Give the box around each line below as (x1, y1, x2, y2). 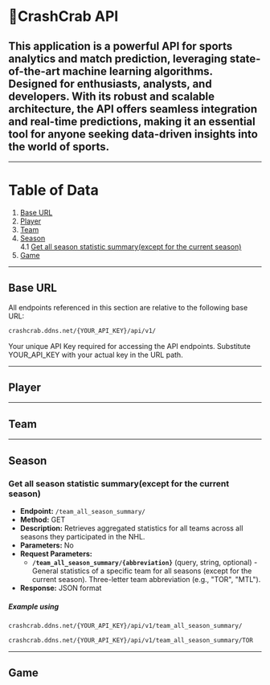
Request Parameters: (19, 548, 92, 558)
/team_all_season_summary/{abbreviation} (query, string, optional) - (31, 557, 258, 567)
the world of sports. (8, 140, 110, 154)
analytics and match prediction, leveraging (8, 51, 227, 65)
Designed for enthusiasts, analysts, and (8, 76, 212, 91)
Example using (8, 601, 59, 611)
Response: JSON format (19, 583, 102, 593)
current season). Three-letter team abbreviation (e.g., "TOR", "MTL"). (31, 574, 261, 584)
